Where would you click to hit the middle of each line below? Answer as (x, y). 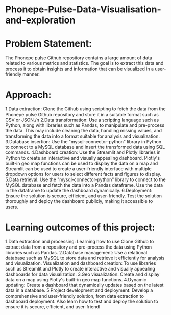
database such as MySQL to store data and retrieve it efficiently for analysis (85, 258)
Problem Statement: (49, 44)
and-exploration (40, 20)
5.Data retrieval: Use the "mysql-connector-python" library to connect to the (86, 179)
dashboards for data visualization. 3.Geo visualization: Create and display (82, 274)
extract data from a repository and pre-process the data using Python (79, 247)
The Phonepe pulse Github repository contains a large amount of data (79, 58)
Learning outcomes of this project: (80, 227)
